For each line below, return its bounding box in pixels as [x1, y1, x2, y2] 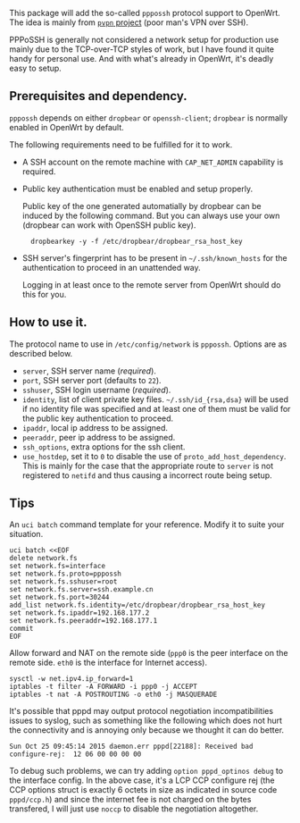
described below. [9, 348, 73, 358]
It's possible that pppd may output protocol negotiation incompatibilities [9, 706, 274, 717]
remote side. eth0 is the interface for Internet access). [9, 657, 208, 668]
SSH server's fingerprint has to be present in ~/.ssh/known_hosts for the [21, 252, 287, 263]
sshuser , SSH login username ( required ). [21, 384, 171, 395]
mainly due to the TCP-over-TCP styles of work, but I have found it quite [9, 44, 275, 55]
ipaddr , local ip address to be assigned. [21, 422, 168, 432]
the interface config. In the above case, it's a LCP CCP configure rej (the [9, 775, 275, 785]
